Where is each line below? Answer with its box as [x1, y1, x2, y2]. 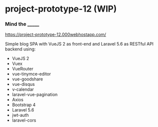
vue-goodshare [12, 76, 43, 82]
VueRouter [12, 66, 34, 72]
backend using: [5, 46, 36, 52]
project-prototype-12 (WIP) [5, 3, 117, 15]
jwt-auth [12, 112, 29, 118]
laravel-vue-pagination [12, 92, 58, 97]
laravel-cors [12, 117, 36, 123]
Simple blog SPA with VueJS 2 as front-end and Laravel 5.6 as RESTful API [5, 41, 154, 47]
